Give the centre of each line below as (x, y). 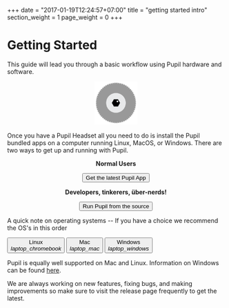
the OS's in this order (37, 228)
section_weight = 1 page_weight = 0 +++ (65, 17)
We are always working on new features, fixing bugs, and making (100, 284)
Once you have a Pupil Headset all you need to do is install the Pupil (103, 136)
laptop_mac (85, 249)
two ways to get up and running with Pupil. (68, 151)
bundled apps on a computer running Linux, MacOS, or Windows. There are (114, 143)
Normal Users (116, 164)
